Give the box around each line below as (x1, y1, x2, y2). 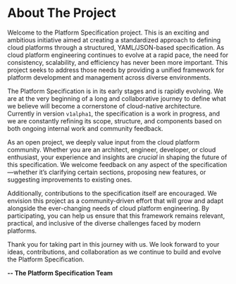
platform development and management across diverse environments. (7, 73, 211, 82)
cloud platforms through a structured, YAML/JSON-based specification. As (7, 43, 225, 51)
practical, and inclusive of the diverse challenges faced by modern (7, 218, 201, 227)
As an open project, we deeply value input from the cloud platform (7, 137, 200, 146)
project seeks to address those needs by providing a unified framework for (7, 66, 225, 74)
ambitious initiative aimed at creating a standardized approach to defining (7, 35, 221, 44)
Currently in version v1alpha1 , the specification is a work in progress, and (7, 109, 221, 118)
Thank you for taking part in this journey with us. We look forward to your (7, 240, 220, 248)
